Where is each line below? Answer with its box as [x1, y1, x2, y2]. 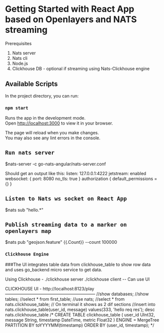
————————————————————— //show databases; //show [5, 291, 149, 297]
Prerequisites [5, 40, 32, 46]
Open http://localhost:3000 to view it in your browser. [5, 120, 114, 126]
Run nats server [5, 149, 55, 156]
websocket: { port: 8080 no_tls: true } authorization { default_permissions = [5, 176, 158, 181]
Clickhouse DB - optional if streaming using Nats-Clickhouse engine [12, 65, 150, 72]
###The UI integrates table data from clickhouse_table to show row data [5, 261, 151, 267]
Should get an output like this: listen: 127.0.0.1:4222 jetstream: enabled [5, 170, 146, 176]
